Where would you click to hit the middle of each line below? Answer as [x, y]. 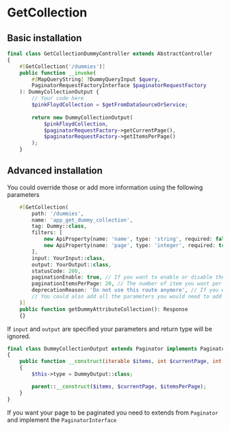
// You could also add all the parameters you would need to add [127, 296]
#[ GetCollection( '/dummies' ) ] [63, 67]
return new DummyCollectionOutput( [82, 117]
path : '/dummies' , [58, 213]
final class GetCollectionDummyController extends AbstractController [110, 54]
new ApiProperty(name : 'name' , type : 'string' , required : [128, 239]
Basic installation [44, 38]
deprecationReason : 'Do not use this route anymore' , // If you [125, 290]
